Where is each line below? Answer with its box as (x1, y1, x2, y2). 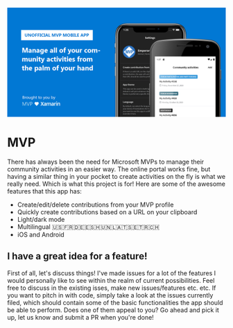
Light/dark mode (17, 215, 65, 223)
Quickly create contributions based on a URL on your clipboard (17, 207, 198, 216)
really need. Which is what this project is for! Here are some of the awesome (7, 180, 226, 188)
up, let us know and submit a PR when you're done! (7, 313, 154, 321)
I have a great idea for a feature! (7, 250, 148, 262)
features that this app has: (7, 187, 82, 195)
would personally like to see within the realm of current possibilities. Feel (7, 276, 215, 284)
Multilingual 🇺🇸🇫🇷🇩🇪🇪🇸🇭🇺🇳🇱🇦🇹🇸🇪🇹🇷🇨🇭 (17, 223, 160, 231)
